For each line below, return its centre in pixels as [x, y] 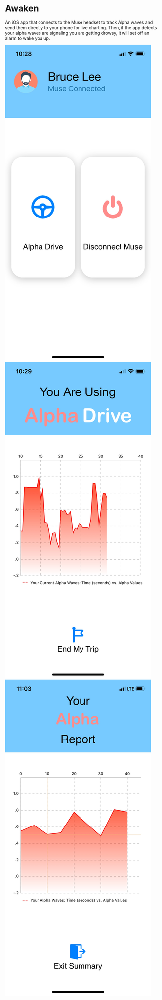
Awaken [22, 9]
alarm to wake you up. [28, 38]
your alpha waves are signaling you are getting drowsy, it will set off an [77, 33]
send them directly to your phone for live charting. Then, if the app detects [81, 27]
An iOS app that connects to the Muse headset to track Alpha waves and [79, 22]
